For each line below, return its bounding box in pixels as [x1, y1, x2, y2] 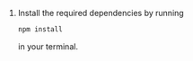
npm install [17, 25, 63, 34]
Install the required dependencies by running [17, 8, 184, 18]
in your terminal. [17, 40, 79, 52]
